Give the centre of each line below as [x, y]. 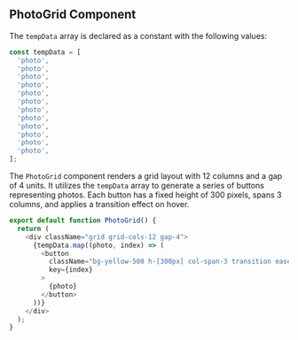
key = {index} [71, 270]
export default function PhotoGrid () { [83, 220]
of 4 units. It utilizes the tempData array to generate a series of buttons [137, 186]
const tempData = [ [45, 52]
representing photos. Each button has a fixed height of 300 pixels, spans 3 [145, 195]
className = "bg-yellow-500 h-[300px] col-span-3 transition [160, 262]
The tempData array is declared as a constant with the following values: [138, 35]
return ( [33, 228]
